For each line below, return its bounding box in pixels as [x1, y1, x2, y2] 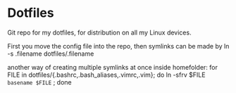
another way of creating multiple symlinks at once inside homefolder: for [7, 63, 218, 71]
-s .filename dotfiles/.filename [7, 49, 94, 58]
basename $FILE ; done [7, 77, 72, 86]
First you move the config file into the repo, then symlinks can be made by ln [7, 42, 230, 50]
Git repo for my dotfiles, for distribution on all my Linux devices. [7, 28, 192, 37]
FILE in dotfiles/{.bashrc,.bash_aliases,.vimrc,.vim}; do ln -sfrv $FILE [7, 70, 206, 79]
